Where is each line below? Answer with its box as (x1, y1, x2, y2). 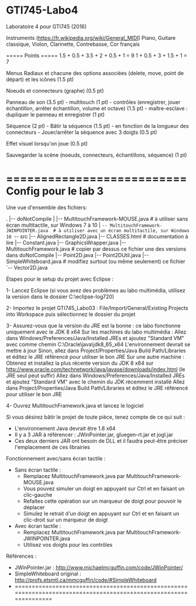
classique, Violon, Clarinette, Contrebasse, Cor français (6, 41, 140, 48)
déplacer (23, 503, 45, 511)
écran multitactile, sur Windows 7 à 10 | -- (6, 221, 108, 228)
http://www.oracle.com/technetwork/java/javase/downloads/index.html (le (6, 365, 185, 373)
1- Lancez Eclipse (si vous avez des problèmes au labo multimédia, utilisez (6, 287, 185, 294)
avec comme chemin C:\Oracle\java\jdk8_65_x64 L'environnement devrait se (6, 341, 191, 348)
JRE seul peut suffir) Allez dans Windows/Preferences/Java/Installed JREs (6, 372, 185, 379)
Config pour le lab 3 (6, 184, 104, 198)
